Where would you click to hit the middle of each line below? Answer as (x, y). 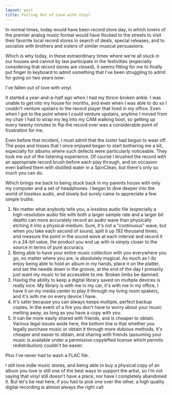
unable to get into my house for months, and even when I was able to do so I (86, 103)
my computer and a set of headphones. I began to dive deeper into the (80, 188)
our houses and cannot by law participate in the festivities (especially (79, 61)
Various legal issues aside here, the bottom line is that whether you (84, 323)
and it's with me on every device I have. (55, 296)
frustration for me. (25, 130)
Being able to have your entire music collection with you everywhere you (90, 252)
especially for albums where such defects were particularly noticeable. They (86, 151)
